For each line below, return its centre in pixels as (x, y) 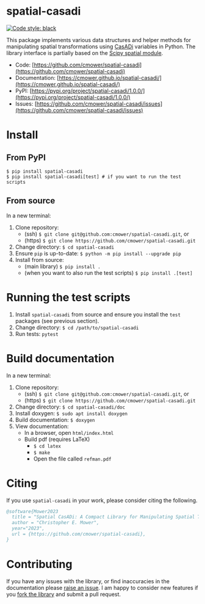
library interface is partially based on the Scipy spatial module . (85, 53)
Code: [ (25, 65)
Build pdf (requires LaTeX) (57, 439)
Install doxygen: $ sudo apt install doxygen (71, 413)
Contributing (39, 564)
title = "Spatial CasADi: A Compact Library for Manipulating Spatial (103, 517)
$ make (42, 453)
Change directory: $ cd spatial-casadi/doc (70, 407)
